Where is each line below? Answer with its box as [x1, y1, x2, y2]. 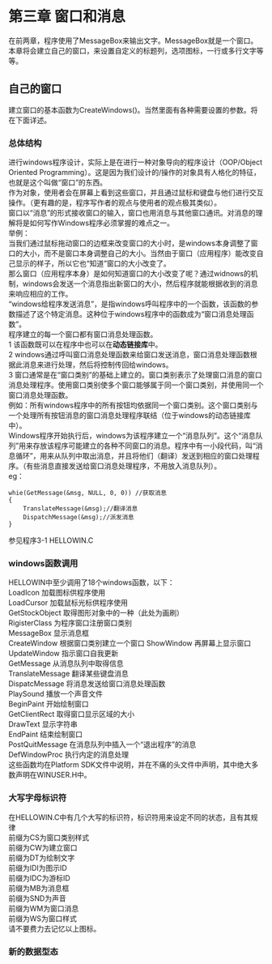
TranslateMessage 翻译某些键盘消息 [8, 669, 130, 679]
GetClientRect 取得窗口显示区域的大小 [8, 710, 135, 719]
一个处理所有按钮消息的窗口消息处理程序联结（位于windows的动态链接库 [8, 411, 251, 420]
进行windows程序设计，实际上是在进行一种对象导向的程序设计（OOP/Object [8, 157, 263, 167]
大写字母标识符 [8, 792, 67, 804]
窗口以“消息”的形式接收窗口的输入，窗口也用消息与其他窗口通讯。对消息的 [8, 208, 257, 218]
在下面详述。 [8, 115, 51, 125]
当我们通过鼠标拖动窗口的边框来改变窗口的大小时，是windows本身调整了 [8, 238, 251, 248]
